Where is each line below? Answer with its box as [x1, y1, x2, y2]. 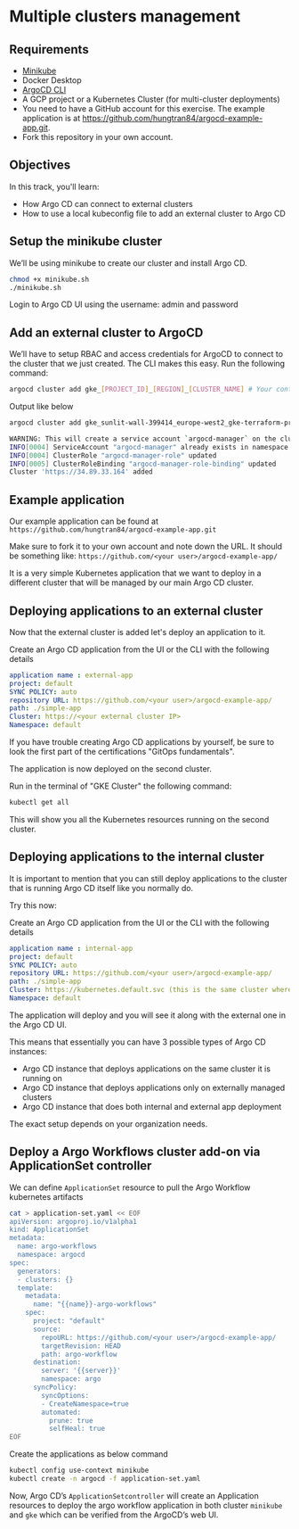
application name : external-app [9, 671, 133, 680]
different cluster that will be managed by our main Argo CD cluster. [9, 577, 255, 588]
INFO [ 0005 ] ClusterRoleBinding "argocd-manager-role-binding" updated [9, 459, 277, 468]
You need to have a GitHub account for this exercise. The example [21, 103, 265, 113]
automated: [41, 1408, 82, 1417]
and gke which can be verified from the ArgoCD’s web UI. [9, 1509, 219, 1520]
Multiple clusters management [9, 6, 241, 27]
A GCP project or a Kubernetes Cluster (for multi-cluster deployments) [21, 94, 280, 104]
